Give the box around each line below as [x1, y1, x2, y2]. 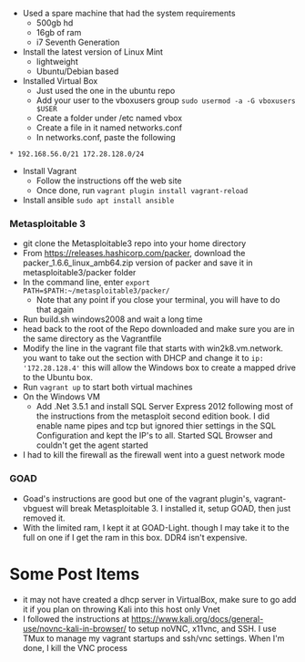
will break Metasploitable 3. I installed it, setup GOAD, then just [56, 502, 291, 513]
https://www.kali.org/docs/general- [130, 613, 264, 624]
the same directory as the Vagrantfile [22, 333, 162, 345]
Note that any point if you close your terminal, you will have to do [36, 295, 280, 305]
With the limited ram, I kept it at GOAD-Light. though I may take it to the [22, 522, 290, 533]
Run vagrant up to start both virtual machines [22, 382, 193, 393]
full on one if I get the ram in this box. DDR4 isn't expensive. [22, 532, 248, 543]
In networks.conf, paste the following [36, 132, 176, 142]
